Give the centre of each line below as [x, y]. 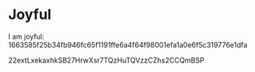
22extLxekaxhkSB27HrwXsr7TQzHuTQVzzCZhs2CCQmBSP [106, 60]
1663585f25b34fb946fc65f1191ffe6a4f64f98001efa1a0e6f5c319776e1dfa [128, 44]
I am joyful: [27, 36]
